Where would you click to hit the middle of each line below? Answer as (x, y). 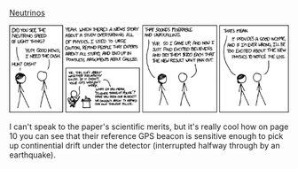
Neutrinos (27, 13)
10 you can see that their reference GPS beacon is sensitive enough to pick (146, 136)
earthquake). (32, 155)
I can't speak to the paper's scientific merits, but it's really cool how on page (149, 127)
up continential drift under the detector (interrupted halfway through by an (145, 146)
